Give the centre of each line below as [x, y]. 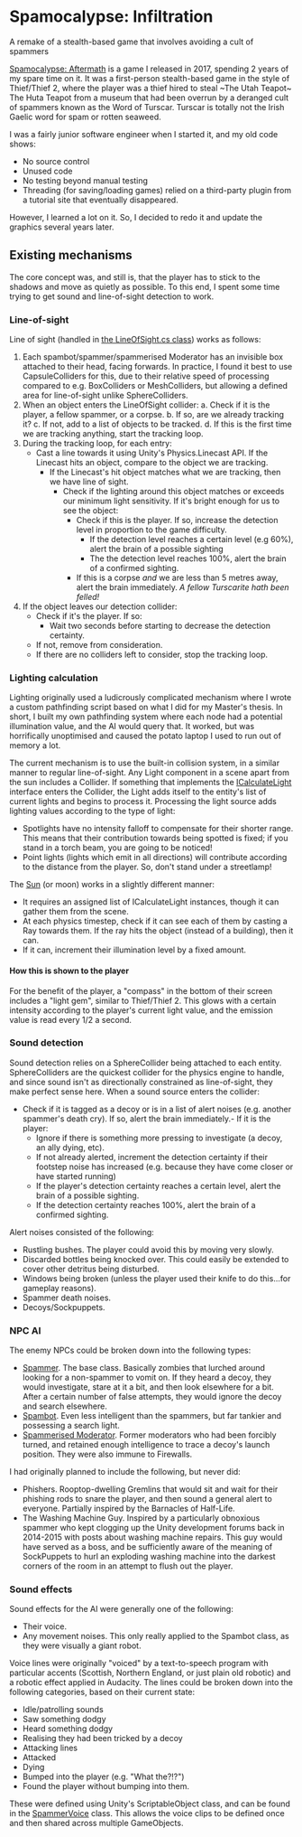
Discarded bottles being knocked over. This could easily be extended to [156, 1259]
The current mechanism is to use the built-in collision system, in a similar [145, 763]
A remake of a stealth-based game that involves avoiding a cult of [132, 42]
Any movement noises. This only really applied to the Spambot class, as [156, 1636]
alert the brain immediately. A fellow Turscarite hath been [183, 587]
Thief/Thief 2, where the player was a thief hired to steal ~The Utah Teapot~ [151, 88]
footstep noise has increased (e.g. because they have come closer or [165, 1167]
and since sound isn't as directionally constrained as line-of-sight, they [141, 1082]
